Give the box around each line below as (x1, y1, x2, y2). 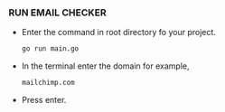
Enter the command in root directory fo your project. (21, 27, 216, 38)
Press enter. (21, 95, 67, 106)
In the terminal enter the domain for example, (21, 61, 190, 71)
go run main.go (21, 44, 80, 53)
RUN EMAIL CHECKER (8, 6, 107, 19)
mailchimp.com (21, 79, 75, 88)
